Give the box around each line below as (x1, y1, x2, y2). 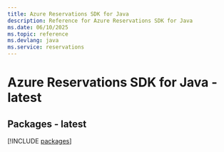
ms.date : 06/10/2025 (7, 24, 69, 31)
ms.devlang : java (7, 37, 59, 44)
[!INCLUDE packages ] (7, 137, 72, 145)
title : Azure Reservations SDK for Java (7, 10, 130, 18)
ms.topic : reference (7, 30, 69, 38)
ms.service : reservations (7, 44, 84, 51)
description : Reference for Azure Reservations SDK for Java (7, 17, 193, 24)
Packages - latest (7, 118, 87, 130)
